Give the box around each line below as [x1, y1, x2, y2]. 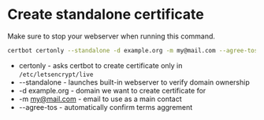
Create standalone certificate [7, 5, 204, 24]
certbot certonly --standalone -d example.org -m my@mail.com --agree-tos [7, 46, 258, 54]
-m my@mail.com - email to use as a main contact [18, 94, 182, 104]
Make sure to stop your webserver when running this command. [7, 31, 216, 41]
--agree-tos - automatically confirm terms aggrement [18, 102, 193, 111]
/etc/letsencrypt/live [18, 71, 94, 78]
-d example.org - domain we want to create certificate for [18, 85, 206, 95]
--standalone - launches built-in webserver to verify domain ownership [18, 77, 250, 87]
